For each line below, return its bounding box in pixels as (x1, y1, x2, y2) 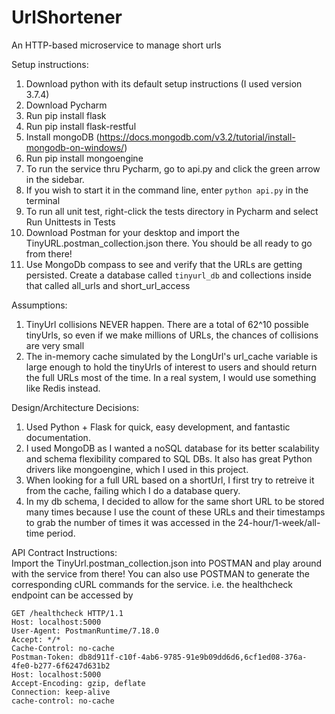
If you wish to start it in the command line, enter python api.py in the (25, 184, 309, 196)
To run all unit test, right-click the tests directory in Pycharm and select (25, 205, 319, 217)
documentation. (25, 431, 91, 443)
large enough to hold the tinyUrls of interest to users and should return (25, 361, 318, 373)
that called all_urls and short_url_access (25, 279, 191, 291)
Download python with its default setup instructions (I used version (25, 77, 303, 90)
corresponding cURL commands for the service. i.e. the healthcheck (11, 578, 293, 590)
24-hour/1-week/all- (237, 516, 321, 528)
